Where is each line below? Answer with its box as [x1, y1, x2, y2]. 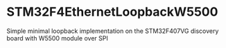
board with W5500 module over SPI [6, 34, 108, 42]
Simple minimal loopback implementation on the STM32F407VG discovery [6, 27, 219, 35]
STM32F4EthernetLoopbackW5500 [6, 4, 218, 20]
